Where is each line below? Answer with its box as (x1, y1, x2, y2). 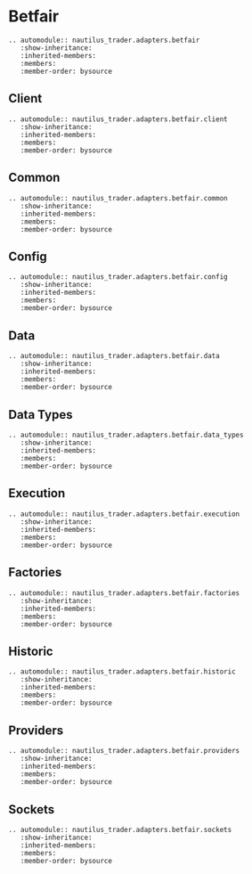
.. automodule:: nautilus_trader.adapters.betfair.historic (8, 667, 237, 676)
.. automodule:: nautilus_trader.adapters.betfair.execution (8, 510, 240, 519)
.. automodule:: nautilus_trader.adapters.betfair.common (8, 193, 228, 202)
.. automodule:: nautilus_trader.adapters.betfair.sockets (8, 826, 232, 835)
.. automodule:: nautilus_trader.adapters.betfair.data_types (8, 430, 244, 439)
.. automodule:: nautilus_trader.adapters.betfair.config (8, 273, 228, 282)
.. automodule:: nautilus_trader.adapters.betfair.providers (8, 747, 240, 756)
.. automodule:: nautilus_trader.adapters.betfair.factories (8, 588, 240, 598)
